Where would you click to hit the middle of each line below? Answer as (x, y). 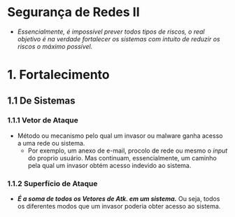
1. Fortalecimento (58, 75)
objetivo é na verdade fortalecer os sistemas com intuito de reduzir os (119, 38)
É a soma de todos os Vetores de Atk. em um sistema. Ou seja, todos (119, 199)
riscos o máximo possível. (55, 46)
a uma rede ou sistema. (51, 143)
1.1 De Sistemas (41, 100)
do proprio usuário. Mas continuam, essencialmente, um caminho (122, 157)
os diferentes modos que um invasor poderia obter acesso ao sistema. (119, 206)
